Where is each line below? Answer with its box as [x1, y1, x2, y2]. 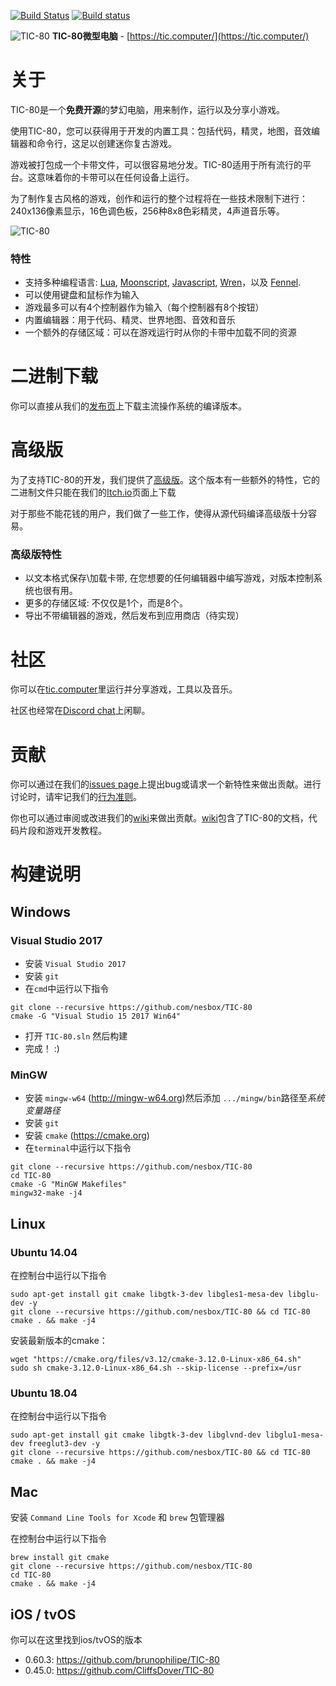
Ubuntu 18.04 [10, 1386, 78, 1400]
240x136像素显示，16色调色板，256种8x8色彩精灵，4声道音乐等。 [10, 205, 285, 217]
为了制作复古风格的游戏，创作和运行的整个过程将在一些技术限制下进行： [10, 192, 308, 204]
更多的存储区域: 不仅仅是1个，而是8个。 [24, 597, 189, 609]
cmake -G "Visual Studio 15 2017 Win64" [10, 1011, 182, 1022]
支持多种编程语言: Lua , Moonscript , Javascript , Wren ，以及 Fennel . [24, 276, 302, 289]
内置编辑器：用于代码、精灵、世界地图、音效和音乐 [24, 314, 236, 326]
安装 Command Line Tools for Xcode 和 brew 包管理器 [10, 1511, 225, 1524]
